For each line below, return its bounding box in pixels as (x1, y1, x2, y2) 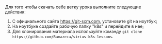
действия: (5, 9, 26, 15)
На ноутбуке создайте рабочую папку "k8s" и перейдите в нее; (12, 23, 144, 29)
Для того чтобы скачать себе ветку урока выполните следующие (5, 4, 142, 10)
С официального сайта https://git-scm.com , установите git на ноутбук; (12, 19, 158, 24)
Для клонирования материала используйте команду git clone (12, 29, 142, 34)
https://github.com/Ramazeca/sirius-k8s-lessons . (12, 33, 114, 39)
